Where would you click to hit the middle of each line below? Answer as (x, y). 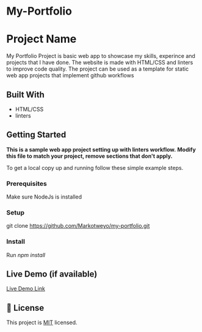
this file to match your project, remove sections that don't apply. (89, 156)
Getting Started (36, 135)
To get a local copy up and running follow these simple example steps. (95, 168)
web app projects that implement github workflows (70, 76)
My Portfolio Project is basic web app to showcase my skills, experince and (101, 56)
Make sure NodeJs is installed (44, 197)
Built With (25, 95)
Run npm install (26, 255)
